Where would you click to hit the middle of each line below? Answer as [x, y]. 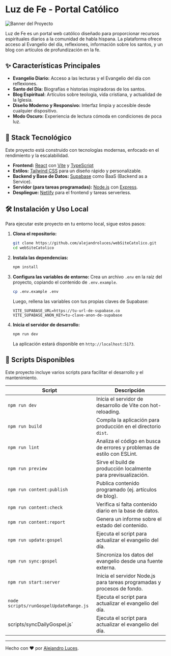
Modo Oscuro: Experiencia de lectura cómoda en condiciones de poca [87, 116]
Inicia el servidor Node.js [126, 576]
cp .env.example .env [35, 292]
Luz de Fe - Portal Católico [62, 9]
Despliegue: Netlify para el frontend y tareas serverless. [72, 192]
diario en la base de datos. [127, 510]
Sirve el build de [115, 462]
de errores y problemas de [128, 447]
